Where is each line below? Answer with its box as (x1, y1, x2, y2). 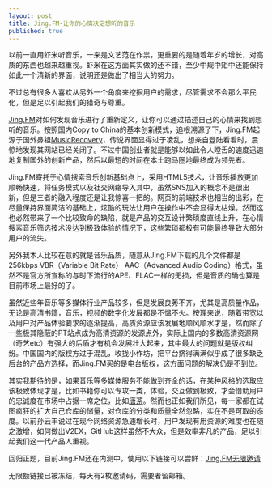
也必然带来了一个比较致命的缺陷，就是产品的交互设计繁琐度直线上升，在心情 (8, 213, 264, 223)
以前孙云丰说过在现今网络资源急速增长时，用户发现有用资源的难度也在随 (22, 416, 264, 426)
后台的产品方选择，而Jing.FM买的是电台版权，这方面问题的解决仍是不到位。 (8, 359, 263, 368)
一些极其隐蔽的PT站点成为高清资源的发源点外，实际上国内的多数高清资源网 (8, 329, 259, 338)
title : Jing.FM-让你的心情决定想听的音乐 (8, 19, 136, 28)
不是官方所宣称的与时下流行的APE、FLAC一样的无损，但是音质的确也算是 (15, 270, 261, 280)
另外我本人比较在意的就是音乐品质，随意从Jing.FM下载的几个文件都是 (8, 250, 241, 260)
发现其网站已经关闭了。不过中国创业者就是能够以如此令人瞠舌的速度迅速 (22, 145, 264, 155)
